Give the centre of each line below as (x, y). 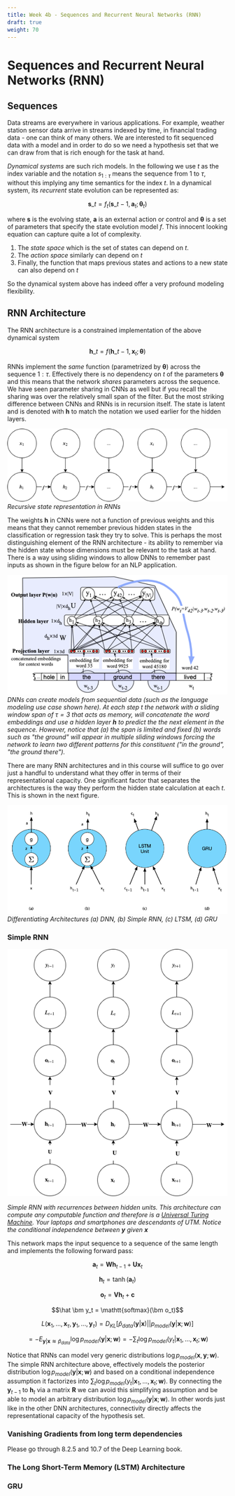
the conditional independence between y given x (78, 1229)
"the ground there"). (36, 752)
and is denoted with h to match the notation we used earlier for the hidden (114, 411)
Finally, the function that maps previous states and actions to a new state (122, 263)
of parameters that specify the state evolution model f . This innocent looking (117, 226)
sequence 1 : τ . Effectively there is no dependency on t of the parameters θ (115, 374)
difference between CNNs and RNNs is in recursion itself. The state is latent (116, 404)
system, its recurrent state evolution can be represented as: (93, 190)
